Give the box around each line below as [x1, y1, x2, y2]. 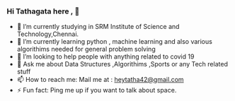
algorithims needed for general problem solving [16, 45, 156, 54]
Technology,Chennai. [16, 30, 79, 38]
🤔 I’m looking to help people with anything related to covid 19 [16, 52, 195, 61]
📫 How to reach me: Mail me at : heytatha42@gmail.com [16, 76, 185, 84]
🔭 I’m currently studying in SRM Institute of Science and [16, 23, 180, 31]
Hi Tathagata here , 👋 [6, 6, 80, 16]
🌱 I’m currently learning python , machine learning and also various [16, 37, 213, 46]
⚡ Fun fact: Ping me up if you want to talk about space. [16, 86, 177, 95]
